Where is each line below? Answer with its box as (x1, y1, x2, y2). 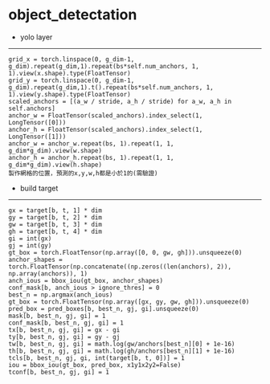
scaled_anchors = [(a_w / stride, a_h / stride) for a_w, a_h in (8, 97, 231, 105)
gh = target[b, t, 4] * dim (8, 227, 103, 235)
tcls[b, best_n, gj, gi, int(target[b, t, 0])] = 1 (8, 353, 185, 362)
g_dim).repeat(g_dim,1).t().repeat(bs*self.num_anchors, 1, (8, 83, 215, 92)
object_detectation (8, 6, 137, 24)
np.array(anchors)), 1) (8, 269, 88, 278)
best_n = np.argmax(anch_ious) (8, 291, 113, 299)
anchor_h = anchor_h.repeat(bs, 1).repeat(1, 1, (8, 153, 174, 161)
